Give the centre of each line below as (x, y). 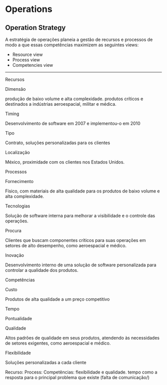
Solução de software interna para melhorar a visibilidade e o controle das (80, 216)
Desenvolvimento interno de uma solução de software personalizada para (81, 265)
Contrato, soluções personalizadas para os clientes (58, 143)
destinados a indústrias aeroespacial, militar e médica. (61, 104)
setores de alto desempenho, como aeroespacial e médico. (66, 246)
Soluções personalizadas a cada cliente (46, 362)
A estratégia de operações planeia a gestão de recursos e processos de (79, 39)
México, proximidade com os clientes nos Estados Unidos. (65, 162)
